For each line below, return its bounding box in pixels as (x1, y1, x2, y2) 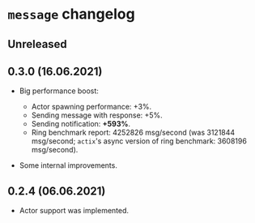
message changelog (7, 5, 135, 24)
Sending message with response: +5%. (31, 110, 163, 120)
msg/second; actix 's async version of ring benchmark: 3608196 (31, 136, 248, 146)
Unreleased (7, 37, 68, 51)
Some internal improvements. (19, 161, 118, 170)
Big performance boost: (19, 86, 99, 96)
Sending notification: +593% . (31, 119, 131, 129)
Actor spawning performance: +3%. (31, 102, 152, 112)
